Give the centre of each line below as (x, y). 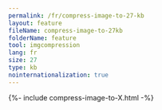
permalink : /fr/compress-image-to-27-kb (77, 16)
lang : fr (23, 53)
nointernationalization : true (59, 75)
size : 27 (23, 61)
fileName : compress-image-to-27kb (66, 30)
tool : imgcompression (44, 45)
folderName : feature (43, 38)
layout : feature (35, 23)
